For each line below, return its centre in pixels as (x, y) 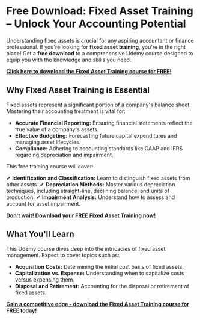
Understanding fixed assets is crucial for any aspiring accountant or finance (100, 40)
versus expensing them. (45, 279)
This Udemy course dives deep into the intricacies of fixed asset (86, 248)
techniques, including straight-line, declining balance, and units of (88, 191)
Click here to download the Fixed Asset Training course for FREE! (89, 71)
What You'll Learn (40, 234)
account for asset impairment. (44, 203)
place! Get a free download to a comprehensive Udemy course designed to (100, 53)
